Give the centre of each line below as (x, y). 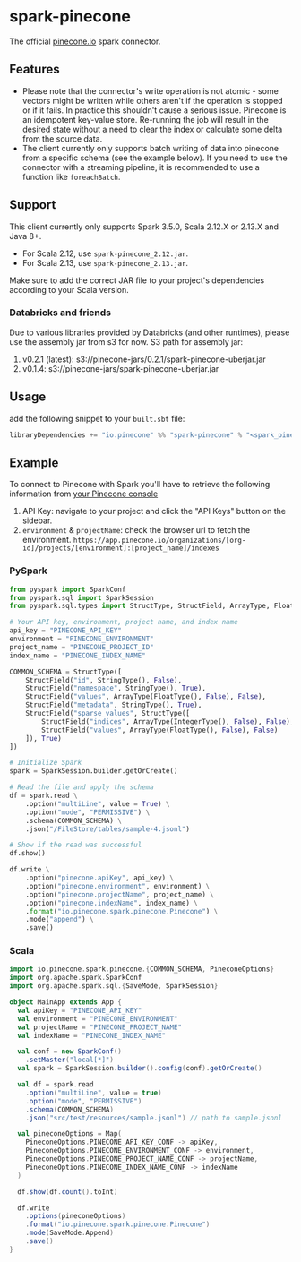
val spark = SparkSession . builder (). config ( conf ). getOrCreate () (140, 1069)
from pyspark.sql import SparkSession (82, 597)
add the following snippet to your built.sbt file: (97, 418)
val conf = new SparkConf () (70, 1052)
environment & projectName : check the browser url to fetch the (136, 530)
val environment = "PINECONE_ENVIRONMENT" (98, 1018)
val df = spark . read (56, 1085)
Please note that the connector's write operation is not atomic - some (150, 90)
